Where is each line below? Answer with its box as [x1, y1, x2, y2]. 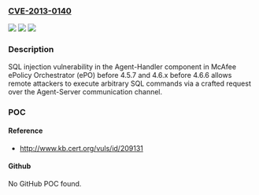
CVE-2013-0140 [8, 6, 72, 17]
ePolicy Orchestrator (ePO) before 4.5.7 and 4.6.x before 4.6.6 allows [8, 70, 232, 79]
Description [8, 44, 54, 55]
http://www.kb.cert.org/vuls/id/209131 [19, 143, 143, 153]
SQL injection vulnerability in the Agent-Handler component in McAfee [8, 61, 237, 72]
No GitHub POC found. [8, 178, 82, 188]
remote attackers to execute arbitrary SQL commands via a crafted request [8, 79, 252, 88]
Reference [8, 126, 43, 135]
